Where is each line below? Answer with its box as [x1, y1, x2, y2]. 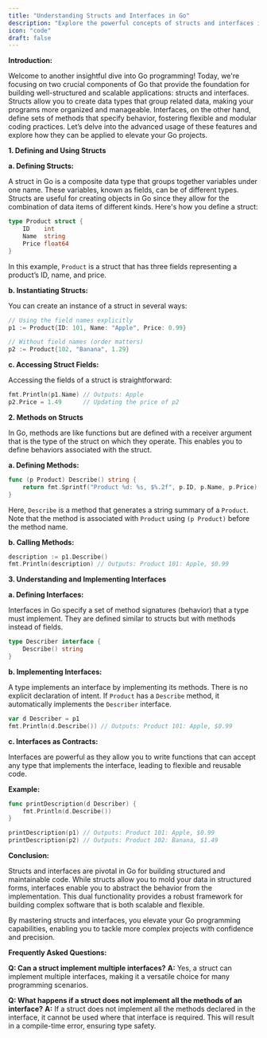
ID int [22, 225, 56, 233]
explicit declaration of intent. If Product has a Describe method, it [8, 691, 220, 700]
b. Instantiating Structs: [8, 285, 89, 295]
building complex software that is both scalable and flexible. [8, 900, 205, 909]
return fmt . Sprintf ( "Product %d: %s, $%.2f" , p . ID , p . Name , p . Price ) [22, 483, 258, 491]
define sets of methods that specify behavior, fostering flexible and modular [8, 113, 257, 123]
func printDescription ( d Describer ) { [8, 800, 137, 808]
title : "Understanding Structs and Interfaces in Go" [8, 11, 191, 20]
